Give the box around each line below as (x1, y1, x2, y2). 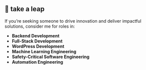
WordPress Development (11, 43, 65, 49)
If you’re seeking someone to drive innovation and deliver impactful (4, 18, 142, 24)
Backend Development (11, 33, 60, 38)
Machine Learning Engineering (11, 48, 77, 54)
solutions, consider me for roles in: (4, 23, 75, 29)
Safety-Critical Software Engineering (11, 54, 90, 60)
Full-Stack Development (11, 38, 63, 44)
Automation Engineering (11, 59, 64, 65)
